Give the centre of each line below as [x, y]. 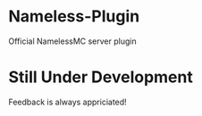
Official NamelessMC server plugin [72, 41]
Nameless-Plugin [74, 17]
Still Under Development [101, 77]
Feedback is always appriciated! [67, 102]
